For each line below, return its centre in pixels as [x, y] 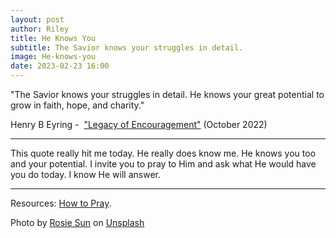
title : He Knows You [53, 38]
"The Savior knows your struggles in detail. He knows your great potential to [167, 94]
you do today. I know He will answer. [85, 174]
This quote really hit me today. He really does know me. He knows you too [163, 153]
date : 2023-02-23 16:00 [60, 66]
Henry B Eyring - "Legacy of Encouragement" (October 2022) [139, 124]
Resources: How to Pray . [61, 203]
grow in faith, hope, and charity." [77, 105]
